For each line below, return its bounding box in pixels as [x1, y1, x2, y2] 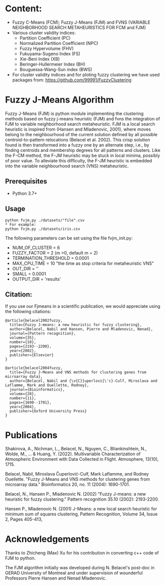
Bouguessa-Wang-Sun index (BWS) [19, 66, 93, 72]
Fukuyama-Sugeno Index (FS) [19, 50, 80, 57]
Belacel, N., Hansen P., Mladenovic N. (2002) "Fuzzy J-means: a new [5, 491, 146, 497]
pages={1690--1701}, [9, 400, 52, 405]
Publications [5, 430, 58, 440]
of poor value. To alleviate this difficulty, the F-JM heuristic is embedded [5, 157, 152, 163]
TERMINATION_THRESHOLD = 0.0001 [12, 255, 89, 261]
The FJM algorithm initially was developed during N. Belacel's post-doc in [5, 565, 155, 571]
